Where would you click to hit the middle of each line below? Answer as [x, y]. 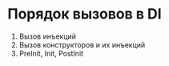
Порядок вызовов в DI [84, 14]
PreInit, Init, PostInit [51, 53]
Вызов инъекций [48, 36]
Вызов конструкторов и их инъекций [82, 44]
